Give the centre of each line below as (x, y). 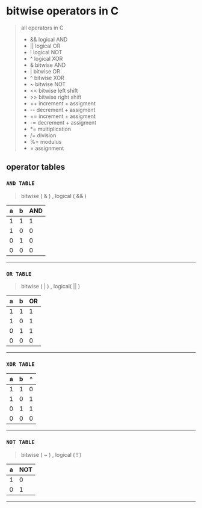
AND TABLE (20, 184)
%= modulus (46, 141)
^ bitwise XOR (47, 78)
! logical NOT (46, 52)
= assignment (47, 148)
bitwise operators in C (63, 11)
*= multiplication (50, 129)
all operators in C (42, 28)
